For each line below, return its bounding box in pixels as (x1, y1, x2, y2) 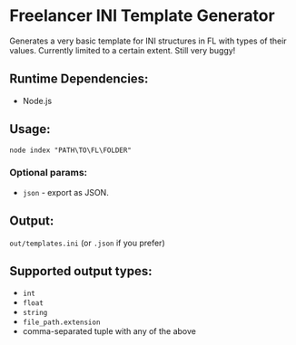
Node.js (22, 95, 53, 106)
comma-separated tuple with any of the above (22, 326, 197, 337)
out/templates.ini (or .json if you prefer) (9, 237, 165, 248)
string (22, 309, 48, 318)
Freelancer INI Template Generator (9, 5, 275, 26)
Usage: (9, 121, 52, 137)
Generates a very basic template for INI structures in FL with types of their (9, 35, 288, 46)
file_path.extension (22, 318, 101, 327)
